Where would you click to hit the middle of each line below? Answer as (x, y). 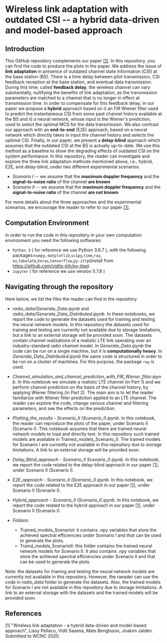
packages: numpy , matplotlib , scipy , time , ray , (57, 255)
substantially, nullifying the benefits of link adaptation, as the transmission (81, 93)
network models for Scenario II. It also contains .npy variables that (88, 551)
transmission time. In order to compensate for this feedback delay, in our (80, 103)
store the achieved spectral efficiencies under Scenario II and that (87, 556)
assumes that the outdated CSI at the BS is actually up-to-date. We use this (83, 145)
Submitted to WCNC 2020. (33, 636)
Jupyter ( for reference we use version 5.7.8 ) (59, 271)
